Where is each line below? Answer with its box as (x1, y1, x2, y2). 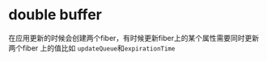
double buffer (8, 6, 103, 24)
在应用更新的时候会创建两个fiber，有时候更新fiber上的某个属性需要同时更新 (8, 33, 260, 43)
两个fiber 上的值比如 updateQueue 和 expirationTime (8, 43, 176, 53)
